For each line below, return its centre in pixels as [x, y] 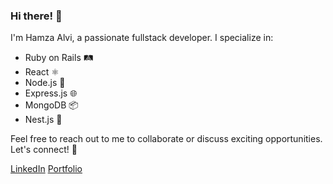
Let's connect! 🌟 [44, 150]
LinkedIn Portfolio [46, 169]
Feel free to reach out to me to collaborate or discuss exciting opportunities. [166, 139]
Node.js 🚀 [45, 83]
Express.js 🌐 [51, 93]
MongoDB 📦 [51, 105]
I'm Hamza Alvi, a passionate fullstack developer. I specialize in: [142, 38]
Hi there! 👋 [36, 16]
